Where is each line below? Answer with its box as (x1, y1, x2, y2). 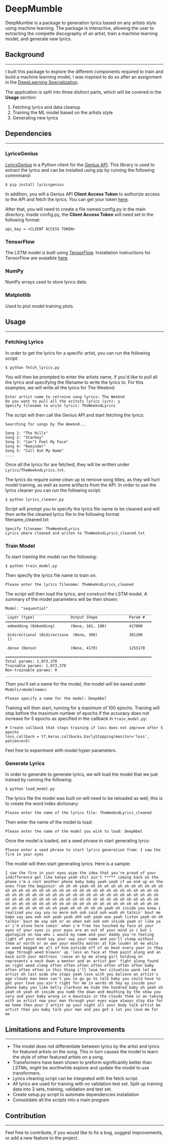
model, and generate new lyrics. (5, 36, 72, 42)
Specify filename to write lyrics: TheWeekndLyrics (5, 403, 116, 408)
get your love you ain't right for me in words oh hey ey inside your (5, 981, 156, 986)
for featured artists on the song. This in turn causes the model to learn (12, 1049, 158, 1055)
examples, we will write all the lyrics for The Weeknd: (5, 384, 116, 390)
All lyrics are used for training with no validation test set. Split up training (12, 1081, 163, 1087)
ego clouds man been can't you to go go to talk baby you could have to (5, 976, 161, 981)
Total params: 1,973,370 (5, 659, 57, 664)
